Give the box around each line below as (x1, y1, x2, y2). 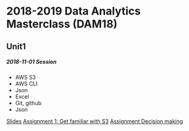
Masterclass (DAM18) (6, 17, 118, 31)
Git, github (15, 99, 41, 107)
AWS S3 (15, 73, 37, 81)
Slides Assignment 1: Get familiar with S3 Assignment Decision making (6, 117, 184, 125)
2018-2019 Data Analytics (6, 4, 141, 18)
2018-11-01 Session (6, 58, 57, 65)
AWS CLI (15, 80, 38, 87)
